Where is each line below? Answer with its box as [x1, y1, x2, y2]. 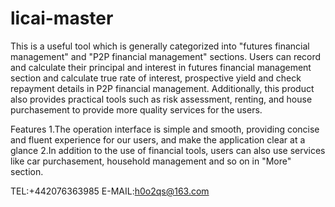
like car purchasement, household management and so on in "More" [10, 155, 292, 167]
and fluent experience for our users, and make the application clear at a [10, 133, 306, 146]
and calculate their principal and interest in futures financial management [10, 61, 312, 73]
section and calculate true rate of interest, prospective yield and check [10, 72, 302, 84]
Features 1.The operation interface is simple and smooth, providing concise [10, 123, 320, 135]
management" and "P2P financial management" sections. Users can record [10, 50, 322, 62]
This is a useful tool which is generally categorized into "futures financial [10, 40, 310, 52]
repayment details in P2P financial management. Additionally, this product [10, 82, 315, 94]
